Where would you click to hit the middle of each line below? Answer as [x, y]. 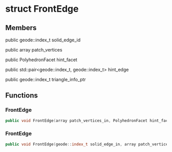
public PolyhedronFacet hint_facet [41, 60]
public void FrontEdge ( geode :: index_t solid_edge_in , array [71, 144]
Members [21, 28]
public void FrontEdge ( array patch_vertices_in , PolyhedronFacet [76, 120]
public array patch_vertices [34, 50]
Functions [22, 96]
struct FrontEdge [42, 9]
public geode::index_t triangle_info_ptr [46, 79]
